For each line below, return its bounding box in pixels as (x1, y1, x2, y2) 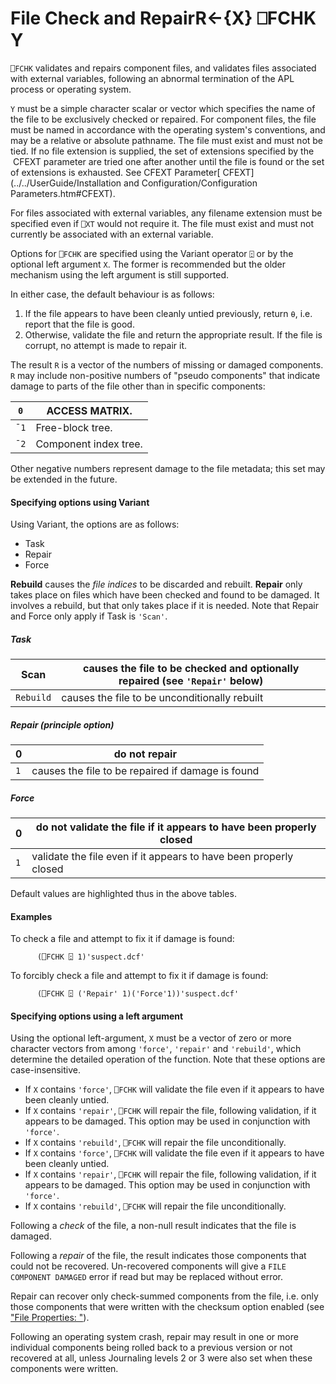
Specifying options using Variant (10, 496, 150, 508)
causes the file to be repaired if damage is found (31, 764, 260, 778)
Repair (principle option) (10, 718, 115, 731)
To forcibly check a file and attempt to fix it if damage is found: (10, 970, 269, 982)
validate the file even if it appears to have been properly (31, 850, 294, 864)
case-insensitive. (10, 1064, 82, 1076)
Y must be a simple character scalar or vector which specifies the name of (10, 102, 316, 114)
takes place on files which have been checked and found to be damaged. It (10, 589, 320, 601)
